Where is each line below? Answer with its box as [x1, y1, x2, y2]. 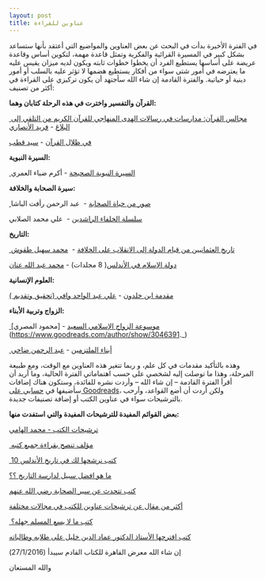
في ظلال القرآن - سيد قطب [9, 137, 92, 146]
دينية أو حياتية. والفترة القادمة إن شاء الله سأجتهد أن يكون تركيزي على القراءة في [9, 74, 246, 84]
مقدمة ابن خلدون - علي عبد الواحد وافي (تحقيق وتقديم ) [9, 290, 174, 300]
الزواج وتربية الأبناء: [9, 305, 65, 315]
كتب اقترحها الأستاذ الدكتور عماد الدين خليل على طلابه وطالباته [9, 532, 191, 541]
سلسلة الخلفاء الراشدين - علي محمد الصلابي [9, 214, 143, 223]
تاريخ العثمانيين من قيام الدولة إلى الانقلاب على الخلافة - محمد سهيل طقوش [10, 245, 236, 254]
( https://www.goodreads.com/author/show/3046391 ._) [9, 329, 188, 339]
